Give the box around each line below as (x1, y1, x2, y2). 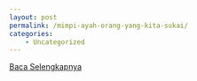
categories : (9, 29, 53, 38)
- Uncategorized (25, 37, 86, 47)
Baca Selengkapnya (9, 62, 83, 72)
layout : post (9, 12, 58, 22)
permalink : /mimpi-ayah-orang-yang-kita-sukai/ (9, 21, 189, 30)
